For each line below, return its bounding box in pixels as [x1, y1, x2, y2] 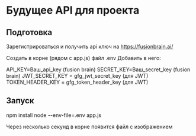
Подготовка [6, 27, 52, 37]
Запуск [6, 96, 34, 106]
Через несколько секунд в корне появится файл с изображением [6, 123, 173, 130]
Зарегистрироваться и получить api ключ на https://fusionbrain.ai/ [6, 43, 173, 50]
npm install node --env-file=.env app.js [6, 111, 102, 119]
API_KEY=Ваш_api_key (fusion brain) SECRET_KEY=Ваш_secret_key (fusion [6, 66, 191, 73]
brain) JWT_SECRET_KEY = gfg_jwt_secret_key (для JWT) [6, 72, 149, 79]
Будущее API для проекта [6, 4, 140, 17]
